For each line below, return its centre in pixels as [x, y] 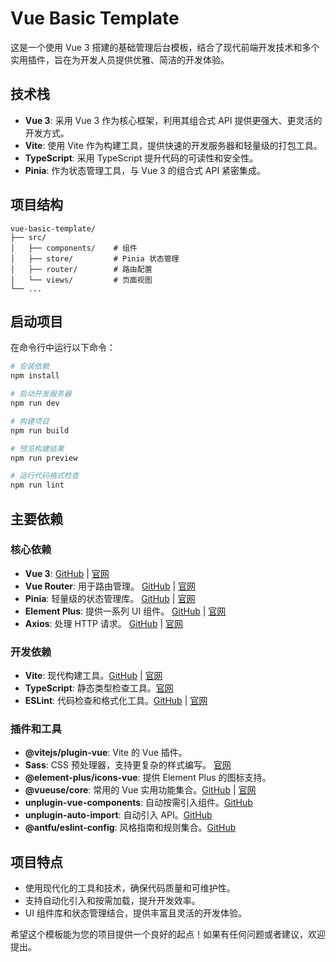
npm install [35, 376]
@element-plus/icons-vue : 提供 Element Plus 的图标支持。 [148, 778]
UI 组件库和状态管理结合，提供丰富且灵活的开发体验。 [135, 913]
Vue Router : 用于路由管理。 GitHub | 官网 [110, 586]
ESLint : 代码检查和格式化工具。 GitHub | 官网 [116, 701]
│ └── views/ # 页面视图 [81, 280]
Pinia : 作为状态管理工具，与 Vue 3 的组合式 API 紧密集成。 [145, 170]
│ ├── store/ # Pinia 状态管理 [95, 258]
